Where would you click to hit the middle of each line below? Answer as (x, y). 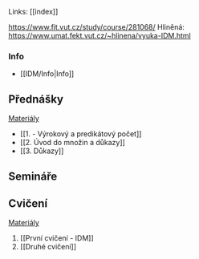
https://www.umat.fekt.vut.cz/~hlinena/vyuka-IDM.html (99, 36)
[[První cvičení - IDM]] (57, 238)
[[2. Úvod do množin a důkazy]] (73, 143)
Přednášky (36, 99)
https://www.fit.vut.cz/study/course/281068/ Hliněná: (96, 27)
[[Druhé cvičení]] (48, 247)
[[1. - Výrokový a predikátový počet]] (81, 134)
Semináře (33, 176)
